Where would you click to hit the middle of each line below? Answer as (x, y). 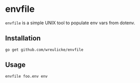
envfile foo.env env (27, 76)
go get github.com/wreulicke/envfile (44, 50)
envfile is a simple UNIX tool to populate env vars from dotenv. (70, 23)
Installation (23, 38)
